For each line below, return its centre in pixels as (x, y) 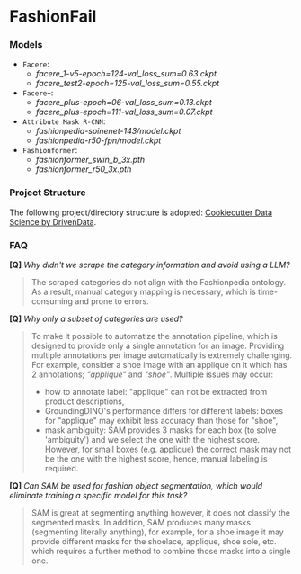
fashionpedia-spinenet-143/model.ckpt (108, 131)
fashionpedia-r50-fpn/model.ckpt (98, 140)
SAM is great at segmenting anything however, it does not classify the (160, 513)
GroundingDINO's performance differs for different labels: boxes (164, 411)
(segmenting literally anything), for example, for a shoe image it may (158, 532)
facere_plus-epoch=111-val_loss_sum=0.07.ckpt (124, 112)
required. (62, 469)
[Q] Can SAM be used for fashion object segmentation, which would (136, 486)
